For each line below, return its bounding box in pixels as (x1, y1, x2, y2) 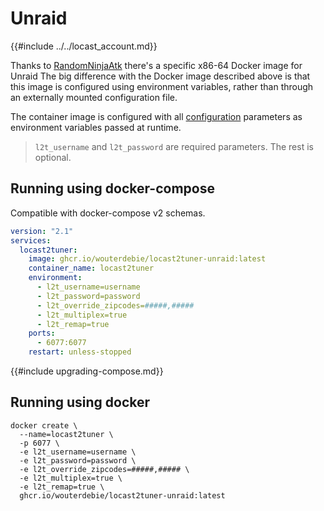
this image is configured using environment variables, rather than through (10, 80, 314, 92)
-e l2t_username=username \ (19, 447, 137, 457)
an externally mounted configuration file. (10, 91, 178, 103)
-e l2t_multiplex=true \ (19, 473, 123, 483)
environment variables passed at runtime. (10, 121, 182, 133)
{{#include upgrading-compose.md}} (10, 365, 164, 377)
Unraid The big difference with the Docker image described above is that (10, 70, 311, 82)
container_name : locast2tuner (28, 263, 155, 274)
